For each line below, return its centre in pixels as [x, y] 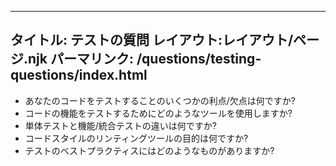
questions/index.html [79, 75]
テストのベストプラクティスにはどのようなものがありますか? [149, 150]
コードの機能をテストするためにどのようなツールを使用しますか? [158, 113]
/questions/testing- [199, 59]
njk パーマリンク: [81, 59]
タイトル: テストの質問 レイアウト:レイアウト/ [152, 40]
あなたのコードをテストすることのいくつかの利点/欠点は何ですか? [160, 100]
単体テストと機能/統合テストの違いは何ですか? [120, 125]
